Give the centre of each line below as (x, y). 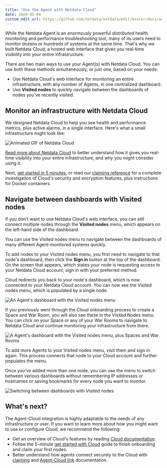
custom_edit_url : (23, 19)
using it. (13, 163)
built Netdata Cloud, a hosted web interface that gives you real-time (75, 49)
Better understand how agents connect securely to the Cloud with (80, 455)
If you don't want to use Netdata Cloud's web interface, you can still (75, 219)
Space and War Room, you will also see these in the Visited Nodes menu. (80, 315)
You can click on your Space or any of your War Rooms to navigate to (76, 320)
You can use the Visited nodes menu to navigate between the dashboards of (83, 239)
